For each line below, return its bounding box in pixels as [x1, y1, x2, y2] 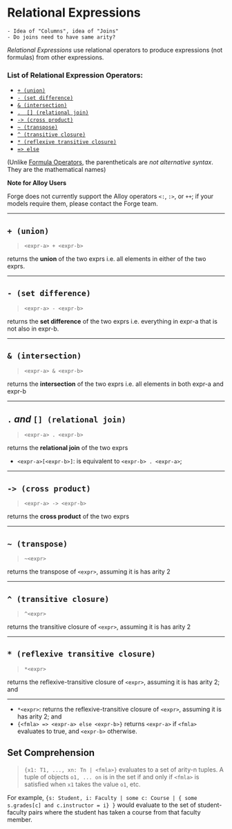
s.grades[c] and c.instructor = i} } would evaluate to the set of [7, 801, 197, 809]
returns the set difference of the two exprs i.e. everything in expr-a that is [7, 317, 217, 325]
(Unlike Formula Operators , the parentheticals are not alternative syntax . [7, 158, 214, 166]
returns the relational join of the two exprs [7, 444, 128, 452]
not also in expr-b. [7, 324, 59, 333]
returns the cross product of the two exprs [7, 512, 130, 520]
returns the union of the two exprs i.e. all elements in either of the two [7, 255, 206, 263]
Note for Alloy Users [7, 179, 67, 187]
